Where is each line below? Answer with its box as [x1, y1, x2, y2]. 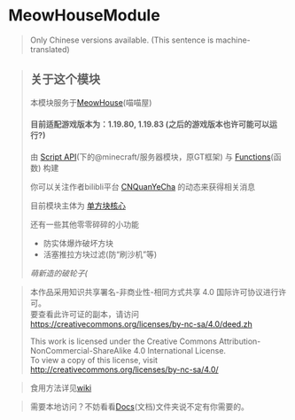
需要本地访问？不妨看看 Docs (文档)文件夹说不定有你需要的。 [29, 401, 249, 412]
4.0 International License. [133, 345, 227, 355]
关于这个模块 [29, 72, 101, 87]
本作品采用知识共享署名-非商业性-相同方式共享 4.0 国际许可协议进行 [29, 286, 279, 297]
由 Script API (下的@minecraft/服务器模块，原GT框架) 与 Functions [29, 152, 271, 162]
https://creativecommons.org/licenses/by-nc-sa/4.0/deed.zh [29, 318, 253, 329]
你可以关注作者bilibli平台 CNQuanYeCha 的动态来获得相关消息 [29, 181, 256, 191]
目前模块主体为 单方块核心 [29, 200, 126, 211]
